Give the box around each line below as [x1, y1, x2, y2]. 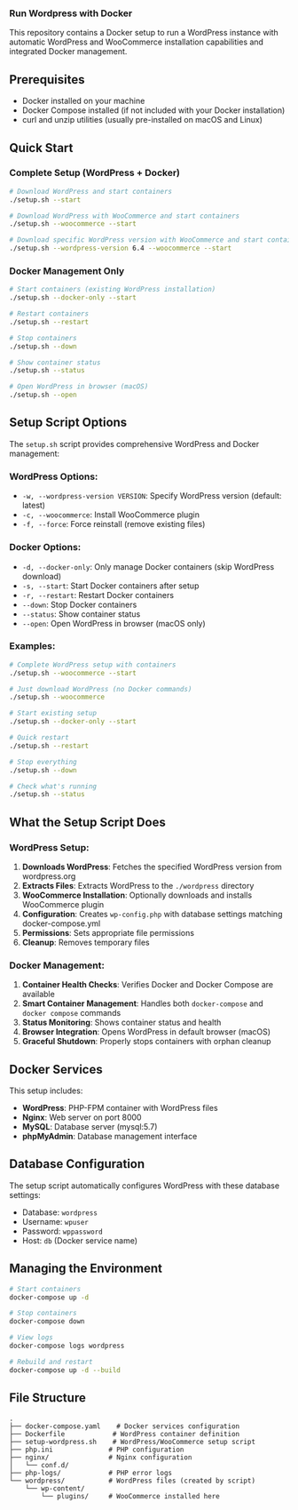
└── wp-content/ [25, 1483, 86, 1493]
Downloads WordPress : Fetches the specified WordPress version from [21, 861, 282, 872]
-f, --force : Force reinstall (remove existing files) [21, 519, 206, 530]
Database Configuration [9, 1156, 145, 1171]
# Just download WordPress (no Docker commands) [9, 684, 192, 693]
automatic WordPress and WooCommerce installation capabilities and [9, 36, 264, 47]
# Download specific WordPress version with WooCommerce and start [9, 236, 264, 244]
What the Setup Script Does [9, 814, 166, 829]
